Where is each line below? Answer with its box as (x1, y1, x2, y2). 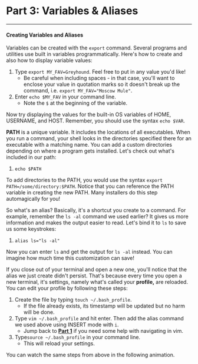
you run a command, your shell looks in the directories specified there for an (6, 135, 192, 142)
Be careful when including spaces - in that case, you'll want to (23, 75, 175, 82)
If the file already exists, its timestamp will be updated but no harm (23, 302, 186, 310)
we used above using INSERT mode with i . (14, 321, 119, 328)
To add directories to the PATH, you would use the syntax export (6, 177, 163, 184)
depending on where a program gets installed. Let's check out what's (6, 147, 175, 154)
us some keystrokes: (6, 226, 57, 233)
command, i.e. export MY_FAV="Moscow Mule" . (23, 87, 133, 94)
